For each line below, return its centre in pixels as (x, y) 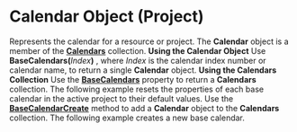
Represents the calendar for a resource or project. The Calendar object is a (149, 41)
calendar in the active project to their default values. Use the (121, 98)
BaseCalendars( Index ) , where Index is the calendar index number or (138, 60)
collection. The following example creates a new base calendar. (127, 118)
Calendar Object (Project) (107, 17)
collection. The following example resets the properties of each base (136, 89)
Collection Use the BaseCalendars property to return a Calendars (133, 79)
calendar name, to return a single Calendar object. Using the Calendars (143, 70)
